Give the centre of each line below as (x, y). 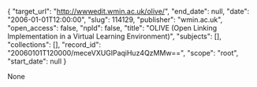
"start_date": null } (37, 61)
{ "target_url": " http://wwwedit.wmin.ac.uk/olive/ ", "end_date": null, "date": (128, 11)
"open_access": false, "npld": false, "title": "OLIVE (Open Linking (112, 28)
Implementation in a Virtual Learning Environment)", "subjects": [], (114, 36)
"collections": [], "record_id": (54, 45)
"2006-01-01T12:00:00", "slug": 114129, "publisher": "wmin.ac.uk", (115, 20)
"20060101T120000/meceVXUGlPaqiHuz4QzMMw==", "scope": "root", (123, 53)
